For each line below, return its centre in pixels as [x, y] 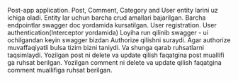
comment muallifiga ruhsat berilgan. [60, 70]
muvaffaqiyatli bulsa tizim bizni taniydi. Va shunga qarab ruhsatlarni [106, 48]
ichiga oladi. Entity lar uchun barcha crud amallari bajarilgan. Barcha [107, 18]
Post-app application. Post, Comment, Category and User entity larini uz [113, 10]
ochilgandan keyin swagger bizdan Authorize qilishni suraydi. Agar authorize [119, 40]
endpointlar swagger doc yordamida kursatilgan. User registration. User [112, 25]
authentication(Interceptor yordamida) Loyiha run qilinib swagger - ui [108, 32]
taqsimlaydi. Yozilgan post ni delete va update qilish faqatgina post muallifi [116, 55]
